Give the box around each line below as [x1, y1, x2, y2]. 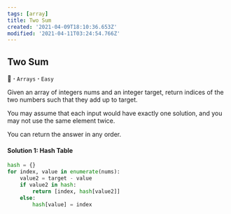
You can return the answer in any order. [7, 131, 121, 139]
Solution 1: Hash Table [7, 146, 73, 154]
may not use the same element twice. [7, 116, 115, 125]
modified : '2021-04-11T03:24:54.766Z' [7, 29, 120, 37]
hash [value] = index [32, 201, 92, 208]
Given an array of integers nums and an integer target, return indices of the [7, 88, 224, 97]
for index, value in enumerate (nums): [7, 168, 120, 175]
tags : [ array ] [7, 10, 49, 18]
